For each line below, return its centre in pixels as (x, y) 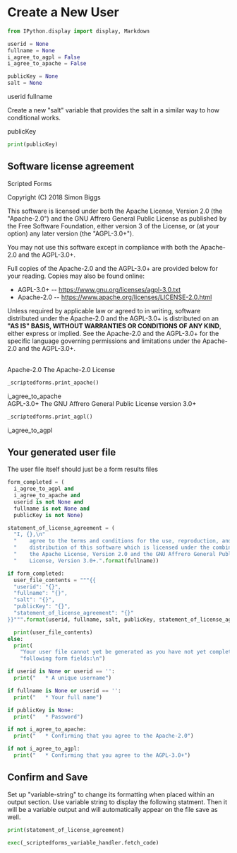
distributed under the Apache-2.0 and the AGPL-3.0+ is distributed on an (113, 318)
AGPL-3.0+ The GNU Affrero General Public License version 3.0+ (102, 403)
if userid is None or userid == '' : (61, 672)
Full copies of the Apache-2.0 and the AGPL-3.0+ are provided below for (113, 268)
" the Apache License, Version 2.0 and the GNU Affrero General (115, 555)
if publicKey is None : (41, 710)
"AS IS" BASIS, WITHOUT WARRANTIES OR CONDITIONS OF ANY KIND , (114, 325)
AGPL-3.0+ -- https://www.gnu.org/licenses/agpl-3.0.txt (99, 289)
